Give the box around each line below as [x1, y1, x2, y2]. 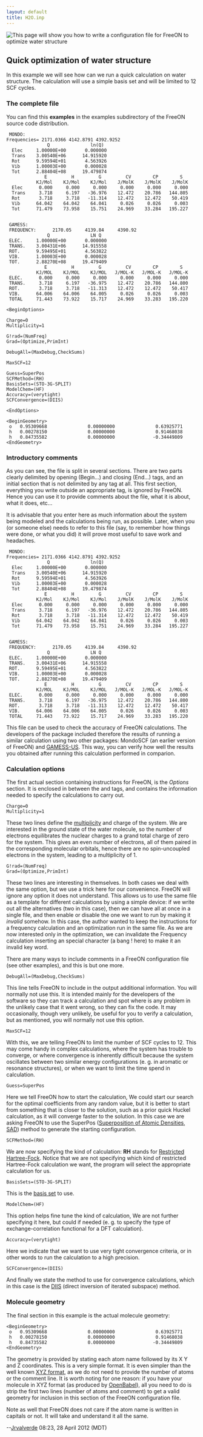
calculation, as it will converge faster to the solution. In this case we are [6, 1113, 185, 1120]
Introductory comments [6, 453, 78, 462]
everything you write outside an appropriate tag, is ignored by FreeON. [6, 486, 183, 493]
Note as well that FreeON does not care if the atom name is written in [6, 1405, 179, 1413]
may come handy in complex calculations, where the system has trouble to [6, 1045, 193, 1053]
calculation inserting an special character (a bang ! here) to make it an [6, 937, 181, 944]
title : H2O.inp [6, 15, 45, 21]
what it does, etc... [6, 499, 53, 507]
